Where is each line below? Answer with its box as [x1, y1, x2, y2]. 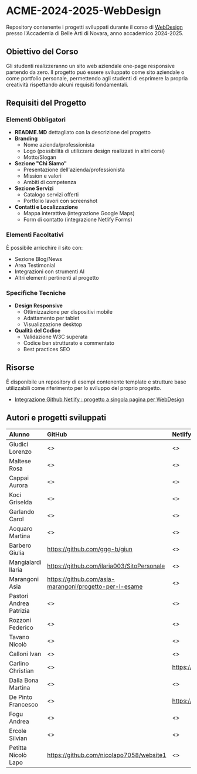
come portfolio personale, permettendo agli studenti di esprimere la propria [6, 74, 188, 82]
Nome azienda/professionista [23, 141, 95, 148]
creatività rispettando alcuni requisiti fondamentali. [6, 81, 129, 88]
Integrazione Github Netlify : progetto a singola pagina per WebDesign [14, 396, 185, 403]
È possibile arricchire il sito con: [6, 244, 83, 251]
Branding [14, 135, 38, 142]
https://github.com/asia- [46, 575, 116, 583]
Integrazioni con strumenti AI [14, 268, 85, 275]
